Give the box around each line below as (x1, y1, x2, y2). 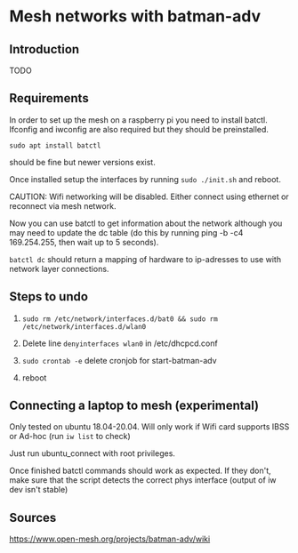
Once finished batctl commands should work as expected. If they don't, (9, 465, 271, 477)
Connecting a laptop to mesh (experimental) (9, 398, 260, 413)
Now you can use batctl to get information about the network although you (9, 218, 283, 228)
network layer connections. (9, 263, 109, 274)
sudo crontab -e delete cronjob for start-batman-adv (21, 355, 217, 365)
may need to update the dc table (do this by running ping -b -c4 (9, 227, 244, 237)
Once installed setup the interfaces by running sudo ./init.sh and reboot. (9, 173, 282, 184)
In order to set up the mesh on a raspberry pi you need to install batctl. (9, 114, 269, 125)
